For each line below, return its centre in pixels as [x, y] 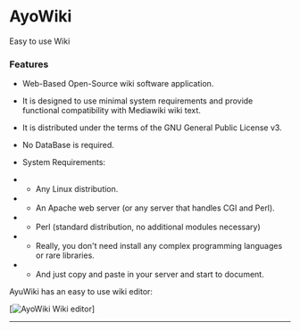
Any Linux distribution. [77, 189]
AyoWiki [41, 17]
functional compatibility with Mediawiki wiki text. [111, 111]
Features [29, 64]
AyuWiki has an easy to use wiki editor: [81, 292]
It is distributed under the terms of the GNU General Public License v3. [152, 128]
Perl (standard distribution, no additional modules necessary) [148, 227]
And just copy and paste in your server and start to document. [150, 275]
